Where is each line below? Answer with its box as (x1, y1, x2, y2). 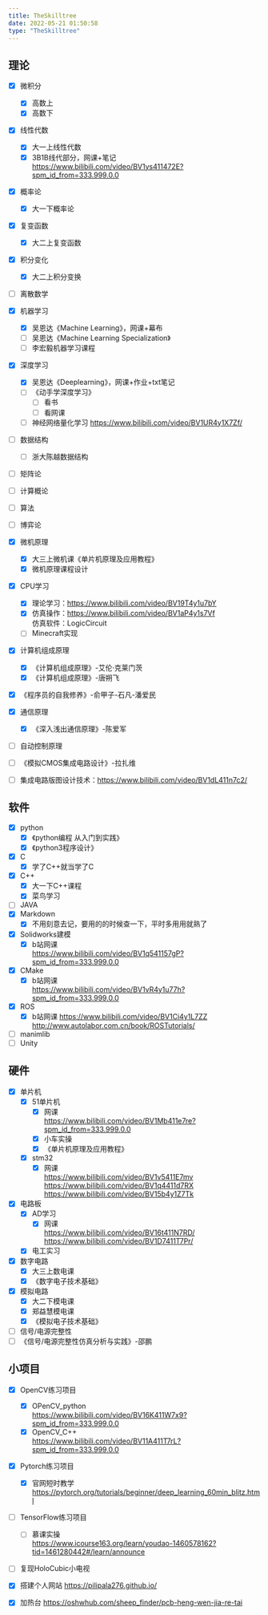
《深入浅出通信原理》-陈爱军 (31, 723, 127, 734)
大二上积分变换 (31, 272, 82, 281)
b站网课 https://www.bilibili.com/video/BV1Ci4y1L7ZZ (31, 1011, 208, 1021)
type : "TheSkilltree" (8, 26, 81, 34)
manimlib (19, 1029, 50, 1038)
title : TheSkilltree (8, 11, 78, 20)
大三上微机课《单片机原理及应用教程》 (31, 554, 158, 564)
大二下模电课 (31, 1296, 74, 1305)
